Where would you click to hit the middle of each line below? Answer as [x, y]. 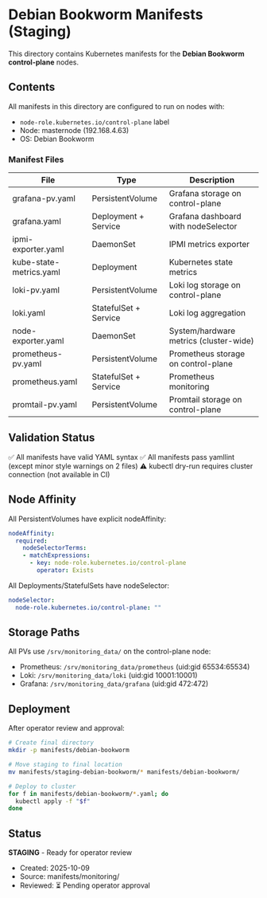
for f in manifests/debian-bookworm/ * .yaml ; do [89, 794]
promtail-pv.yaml [45, 405]
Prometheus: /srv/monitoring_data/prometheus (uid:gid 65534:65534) [135, 667]
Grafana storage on [205, 194]
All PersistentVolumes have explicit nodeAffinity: [87, 519]
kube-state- [36, 262]
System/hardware [202, 331]
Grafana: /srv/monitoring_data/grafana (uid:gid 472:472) [114, 684]
